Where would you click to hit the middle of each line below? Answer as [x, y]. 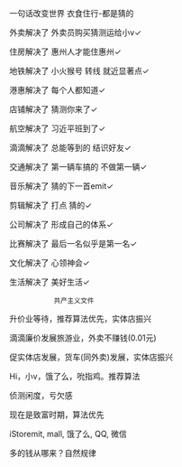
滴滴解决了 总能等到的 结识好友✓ [71, 148]
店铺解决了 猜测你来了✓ [54, 109]
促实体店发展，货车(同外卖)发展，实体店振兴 [91, 357]
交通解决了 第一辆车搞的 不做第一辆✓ [78, 167]
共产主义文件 [74, 301]
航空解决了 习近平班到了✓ [58, 128]
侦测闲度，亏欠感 [41, 395]
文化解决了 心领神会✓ [50, 263]
